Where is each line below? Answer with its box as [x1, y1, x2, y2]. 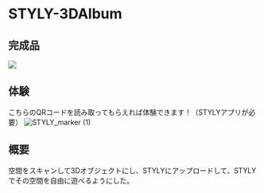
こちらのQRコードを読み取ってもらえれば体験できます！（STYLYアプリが [8, 107, 249, 116]
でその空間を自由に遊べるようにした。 [8, 175, 134, 185]
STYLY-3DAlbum [8, 5, 122, 23]
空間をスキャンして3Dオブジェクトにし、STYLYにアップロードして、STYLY [8, 165, 257, 175]
